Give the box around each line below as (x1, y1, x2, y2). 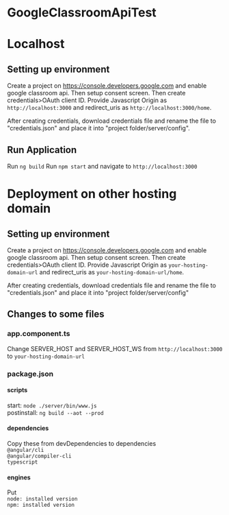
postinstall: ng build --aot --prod (7, 408, 104, 416)
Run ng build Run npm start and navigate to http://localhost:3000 (7, 163, 198, 170)
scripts (7, 386, 28, 394)
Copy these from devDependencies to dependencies (7, 440, 157, 448)
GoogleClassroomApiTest (7, 5, 157, 21)
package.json (7, 369, 53, 379)
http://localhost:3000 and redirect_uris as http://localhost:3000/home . (7, 104, 212, 112)
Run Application (7, 144, 77, 156)
